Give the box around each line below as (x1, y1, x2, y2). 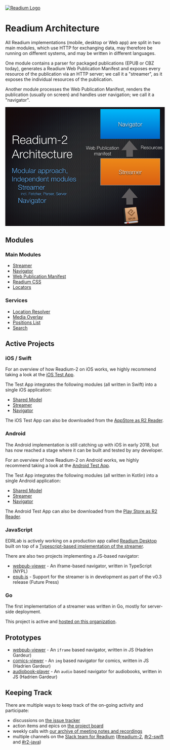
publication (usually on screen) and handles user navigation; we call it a (5, 92, 154, 98)
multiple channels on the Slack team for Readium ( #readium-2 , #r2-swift (12, 733, 164, 739)
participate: (5, 707, 29, 713)
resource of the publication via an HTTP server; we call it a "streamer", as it (5, 71, 162, 77)
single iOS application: (5, 387, 52, 393)
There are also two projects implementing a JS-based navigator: (5, 553, 140, 559)
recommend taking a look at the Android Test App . (5, 462, 110, 468)
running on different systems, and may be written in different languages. (5, 50, 156, 56)
